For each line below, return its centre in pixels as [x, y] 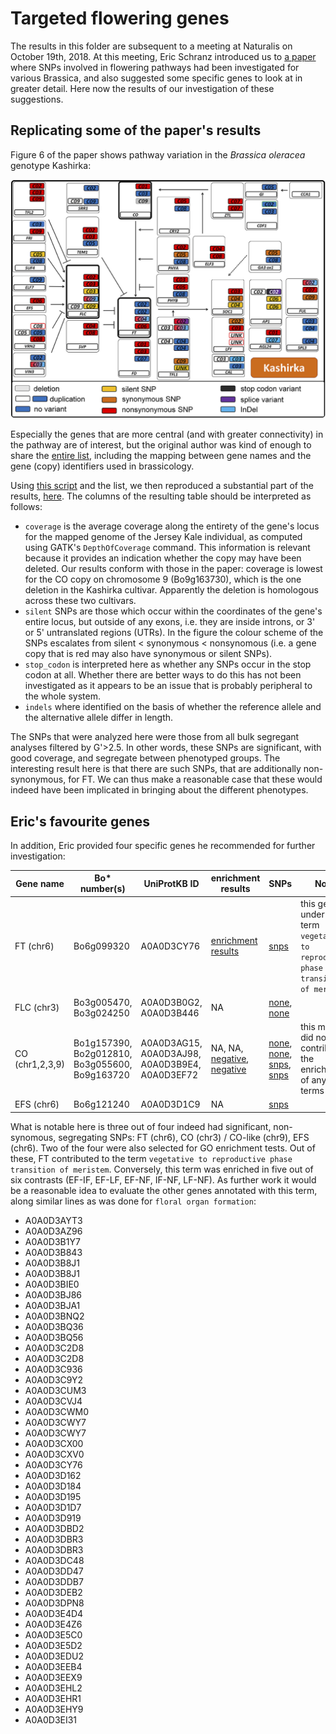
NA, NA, [227, 1048]
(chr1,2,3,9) [40, 1064]
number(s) [102, 889]
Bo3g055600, [103, 1064]
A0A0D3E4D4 [54, 1613]
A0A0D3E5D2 [53, 1645]
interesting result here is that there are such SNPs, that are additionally [156, 769]
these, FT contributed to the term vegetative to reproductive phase [151, 1158]
